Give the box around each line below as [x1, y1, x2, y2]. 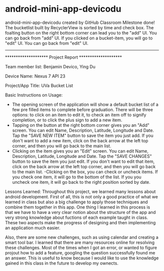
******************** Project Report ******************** [5, 54, 122, 60]
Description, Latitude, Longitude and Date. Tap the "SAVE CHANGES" [12, 153, 152, 159]
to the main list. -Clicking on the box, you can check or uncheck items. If [12, 169, 158, 174]
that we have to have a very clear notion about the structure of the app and [5, 209, 156, 215]
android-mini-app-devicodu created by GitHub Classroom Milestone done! [5, 19, 155, 25]
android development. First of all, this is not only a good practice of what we [5, 194, 158, 199]
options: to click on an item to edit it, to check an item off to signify [12, 112, 146, 117]
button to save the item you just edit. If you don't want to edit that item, [12, 158, 155, 164]
